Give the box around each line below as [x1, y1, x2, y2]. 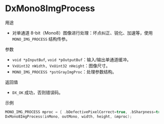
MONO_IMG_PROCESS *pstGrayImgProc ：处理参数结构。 [12, 69, 117, 74]
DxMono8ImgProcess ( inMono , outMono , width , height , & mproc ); [5, 114, 132, 119]
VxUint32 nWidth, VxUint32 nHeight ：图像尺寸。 [12, 63, 111, 69]
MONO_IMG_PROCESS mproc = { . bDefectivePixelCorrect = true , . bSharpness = [5, 109, 156, 114]
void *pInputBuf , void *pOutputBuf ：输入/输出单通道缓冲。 [12, 56, 131, 62]
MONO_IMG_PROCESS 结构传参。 [12, 36, 70, 42]
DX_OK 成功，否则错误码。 [12, 89, 63, 95]
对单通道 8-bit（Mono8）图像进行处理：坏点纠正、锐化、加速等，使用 [12, 30, 153, 35]
